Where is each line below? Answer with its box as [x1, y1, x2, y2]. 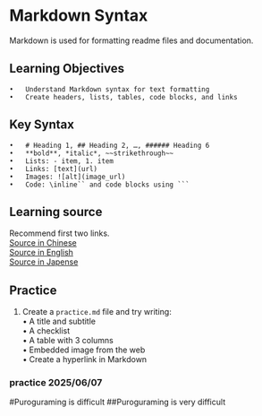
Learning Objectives [9, 61, 125, 76]
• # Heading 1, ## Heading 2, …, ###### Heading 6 [9, 141, 210, 150]
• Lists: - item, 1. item [9, 156, 114, 166]
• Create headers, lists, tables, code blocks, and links [9, 92, 239, 101]
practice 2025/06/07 [9, 377, 103, 389]
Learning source [9, 204, 103, 220]
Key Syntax [9, 117, 74, 133]
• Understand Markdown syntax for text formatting [9, 84, 210, 94]
